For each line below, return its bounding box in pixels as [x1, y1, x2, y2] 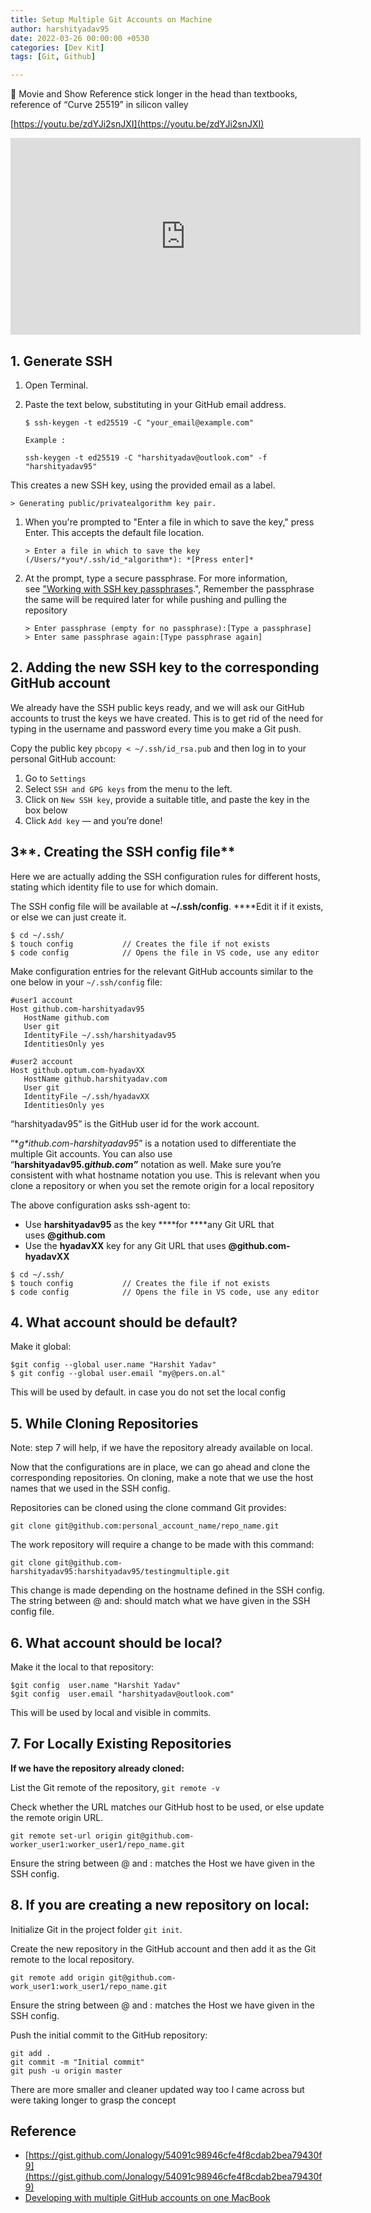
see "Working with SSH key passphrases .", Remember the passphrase [24, 582, 315, 595]
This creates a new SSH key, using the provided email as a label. [10, 479, 276, 491]
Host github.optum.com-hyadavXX [10, 1065, 145, 1075]
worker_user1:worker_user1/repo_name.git [10, 1839, 186, 1850]
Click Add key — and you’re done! [24, 814, 163, 826]
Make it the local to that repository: [10, 1661, 155, 1673]
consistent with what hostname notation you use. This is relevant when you [10, 1169, 320, 1181]
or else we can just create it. [10, 911, 127, 923]
